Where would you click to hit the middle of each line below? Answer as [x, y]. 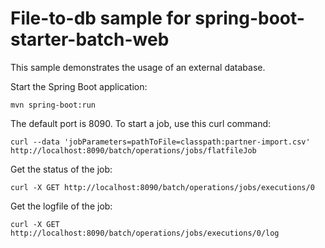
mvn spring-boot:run [53, 105]
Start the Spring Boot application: [79, 86]
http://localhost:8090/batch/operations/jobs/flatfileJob [133, 150]
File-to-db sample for [101, 18]
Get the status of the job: [61, 169]
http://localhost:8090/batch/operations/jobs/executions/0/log [145, 233]
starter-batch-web [90, 39]
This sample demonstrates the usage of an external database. [138, 67]
